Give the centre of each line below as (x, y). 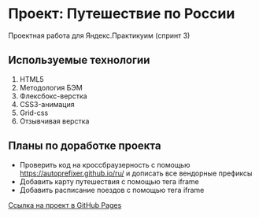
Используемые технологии (79, 60)
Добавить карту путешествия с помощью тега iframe (109, 181)
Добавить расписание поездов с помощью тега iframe (112, 190)
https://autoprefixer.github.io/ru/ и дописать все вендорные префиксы (136, 173)
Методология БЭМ (51, 87)
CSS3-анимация (47, 104)
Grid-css (34, 113)
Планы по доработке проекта (85, 146)
